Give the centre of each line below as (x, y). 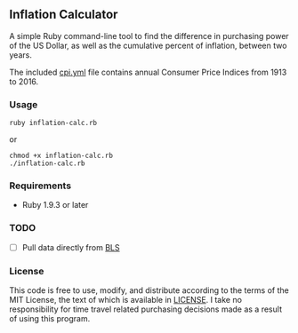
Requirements (40, 186)
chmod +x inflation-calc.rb (61, 156)
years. (21, 55)
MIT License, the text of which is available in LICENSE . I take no (126, 300)
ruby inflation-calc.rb (53, 123)
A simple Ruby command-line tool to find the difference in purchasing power (149, 36)
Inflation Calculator (64, 15)
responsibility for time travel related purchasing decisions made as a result (146, 309)
